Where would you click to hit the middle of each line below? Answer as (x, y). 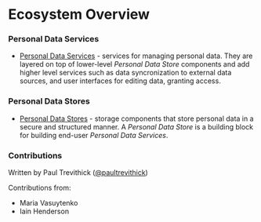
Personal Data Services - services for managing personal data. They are (136, 56)
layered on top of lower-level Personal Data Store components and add (134, 64)
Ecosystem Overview (79, 15)
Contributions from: (40, 188)
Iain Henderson (44, 211)
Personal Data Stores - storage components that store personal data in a (136, 118)
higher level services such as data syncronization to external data (125, 73)
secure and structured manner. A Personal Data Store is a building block (136, 126)
